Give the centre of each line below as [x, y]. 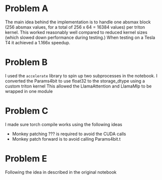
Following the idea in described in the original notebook [61, 172]
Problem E [26, 159]
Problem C [27, 111]
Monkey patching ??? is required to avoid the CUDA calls [69, 134]
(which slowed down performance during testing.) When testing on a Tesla [80, 37]
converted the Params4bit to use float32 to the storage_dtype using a [75, 81]
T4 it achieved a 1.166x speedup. [38, 42]
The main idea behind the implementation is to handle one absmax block [78, 22]
